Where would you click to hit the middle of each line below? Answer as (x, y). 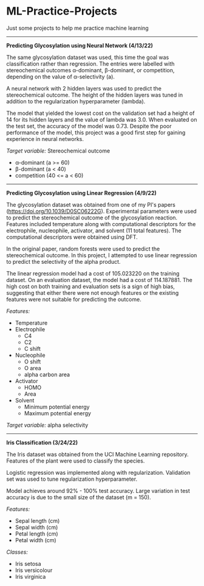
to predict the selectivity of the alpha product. (63, 261)
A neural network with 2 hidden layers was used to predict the (84, 88)
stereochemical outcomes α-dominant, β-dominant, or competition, (90, 70)
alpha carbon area (47, 374)
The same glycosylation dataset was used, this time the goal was (88, 57)
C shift (32, 348)
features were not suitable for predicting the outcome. (74, 299)
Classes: (17, 552)
